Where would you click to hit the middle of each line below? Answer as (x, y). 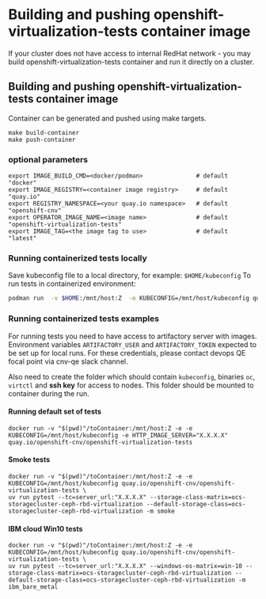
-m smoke (161, 511)
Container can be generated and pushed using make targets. (108, 118)
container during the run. (49, 393)
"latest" (23, 238)
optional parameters (48, 159)
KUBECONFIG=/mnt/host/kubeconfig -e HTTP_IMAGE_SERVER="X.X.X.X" (118, 435)
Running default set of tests (55, 412)
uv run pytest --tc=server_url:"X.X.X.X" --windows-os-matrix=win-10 (125, 567)
